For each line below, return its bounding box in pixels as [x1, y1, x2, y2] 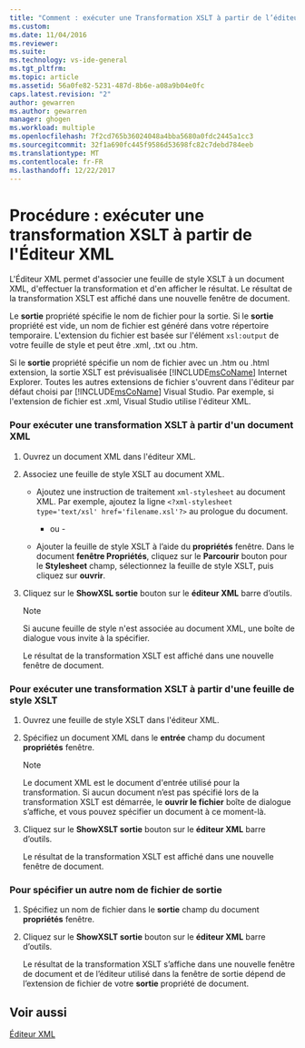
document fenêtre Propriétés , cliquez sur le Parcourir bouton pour [35, 550, 288, 561]
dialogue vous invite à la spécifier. [22, 632, 150, 643]
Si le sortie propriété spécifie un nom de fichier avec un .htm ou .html [9, 357, 270, 369]
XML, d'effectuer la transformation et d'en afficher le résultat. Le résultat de [9, 283, 293, 294]
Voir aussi [9, 1004, 67, 1020]
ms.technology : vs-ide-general [9, 56, 128, 65]
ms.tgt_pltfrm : [9, 65, 67, 74]
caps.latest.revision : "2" [9, 89, 112, 98]
